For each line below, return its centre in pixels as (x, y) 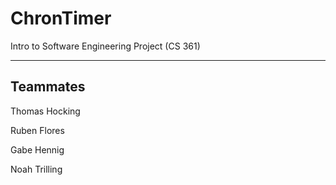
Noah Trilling (36, 169)
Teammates (48, 87)
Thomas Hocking (45, 111)
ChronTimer (61, 18)
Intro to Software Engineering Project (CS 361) (105, 46)
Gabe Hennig (37, 149)
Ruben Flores (37, 130)
